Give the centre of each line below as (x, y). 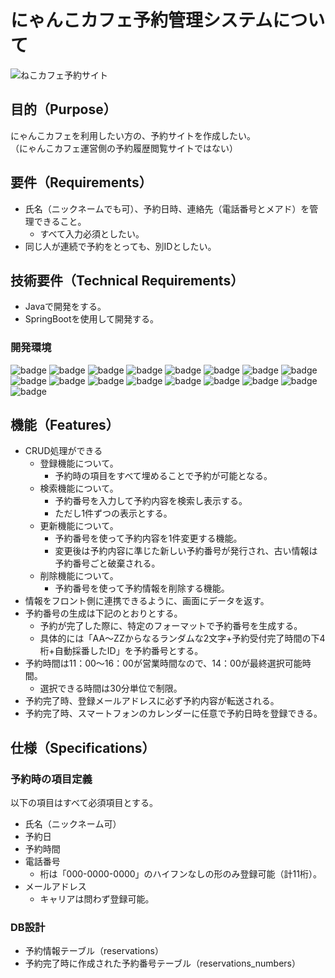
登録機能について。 (79, 463)
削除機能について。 (79, 576)
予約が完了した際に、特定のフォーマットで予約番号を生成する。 (171, 626)
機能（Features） (65, 425)
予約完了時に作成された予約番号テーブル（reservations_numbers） (162, 963)
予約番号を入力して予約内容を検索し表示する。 (151, 501)
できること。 (60, 221)
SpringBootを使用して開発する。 (92, 319)
